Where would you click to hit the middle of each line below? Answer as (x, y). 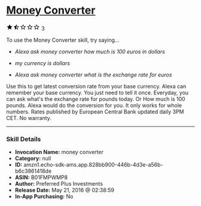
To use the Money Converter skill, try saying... (63, 40)
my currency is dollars (42, 63)
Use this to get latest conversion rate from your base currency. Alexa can (96, 86)
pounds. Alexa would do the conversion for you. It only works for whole (94, 105)
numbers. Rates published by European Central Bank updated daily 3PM (95, 112)
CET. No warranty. (29, 118)
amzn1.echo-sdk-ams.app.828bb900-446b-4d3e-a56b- (93, 165)
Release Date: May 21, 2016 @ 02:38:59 (65, 190)
